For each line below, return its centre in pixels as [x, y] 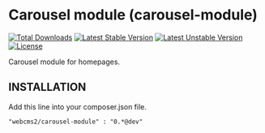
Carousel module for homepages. [64, 62]
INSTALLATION [47, 87]
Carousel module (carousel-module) [133, 15]
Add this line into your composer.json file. [78, 106]
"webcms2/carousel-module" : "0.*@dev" [76, 122]
